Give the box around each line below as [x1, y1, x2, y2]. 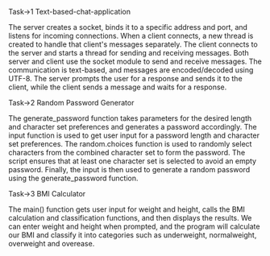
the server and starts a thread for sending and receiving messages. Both [8, 48, 250, 57]
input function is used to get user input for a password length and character [8, 130, 260, 140]
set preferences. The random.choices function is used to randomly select [8, 139, 252, 148]
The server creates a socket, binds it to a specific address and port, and [8, 23, 248, 31]
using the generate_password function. [8, 173, 139, 183]
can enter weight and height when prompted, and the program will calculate [8, 221, 260, 231]
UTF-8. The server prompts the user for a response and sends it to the [8, 74, 243, 83]
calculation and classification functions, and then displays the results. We [8, 213, 252, 222]
